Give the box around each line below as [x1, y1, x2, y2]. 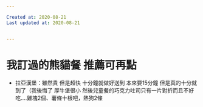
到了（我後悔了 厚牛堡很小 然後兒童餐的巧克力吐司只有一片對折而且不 [15, 87, 189, 94]
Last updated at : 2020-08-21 [6, 19, 80, 26]
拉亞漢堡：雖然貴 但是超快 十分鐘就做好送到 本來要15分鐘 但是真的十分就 [15, 79, 198, 86]
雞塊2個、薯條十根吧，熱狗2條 [26, 94, 103, 102]
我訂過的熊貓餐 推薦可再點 [6, 58, 137, 72]
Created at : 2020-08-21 [6, 14, 67, 20]
